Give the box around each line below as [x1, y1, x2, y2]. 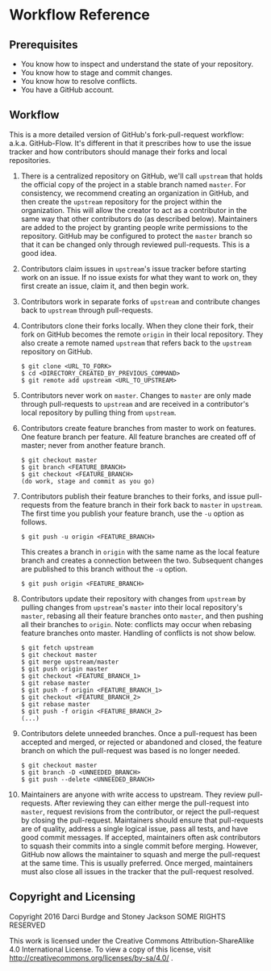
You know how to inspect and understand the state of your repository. [20, 59, 254, 69]
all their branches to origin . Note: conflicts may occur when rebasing [20, 619, 252, 629]
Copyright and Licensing [9, 890, 136, 904]
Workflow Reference [9, 6, 150, 24]
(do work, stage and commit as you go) [20, 477, 156, 485]
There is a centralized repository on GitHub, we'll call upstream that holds [20, 171, 263, 181]
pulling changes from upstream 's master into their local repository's [20, 602, 243, 612]
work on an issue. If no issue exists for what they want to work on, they [20, 272, 257, 282]
